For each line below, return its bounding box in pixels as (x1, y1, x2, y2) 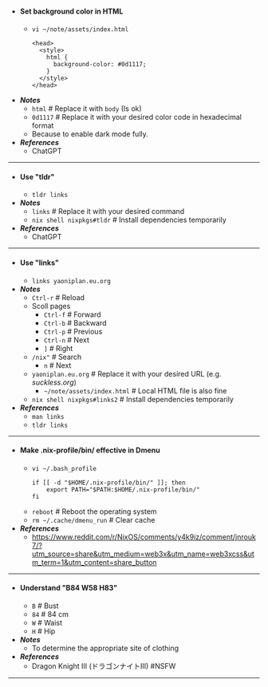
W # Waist (31, 618, 62, 628)
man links (31, 413, 65, 420)
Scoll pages (31, 301, 71, 310)
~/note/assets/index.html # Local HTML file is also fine (43, 385, 227, 395)
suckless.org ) (31, 377, 77, 387)
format (31, 120, 54, 131)
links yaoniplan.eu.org (31, 277, 112, 285)
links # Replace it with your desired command (31, 207, 185, 216)
